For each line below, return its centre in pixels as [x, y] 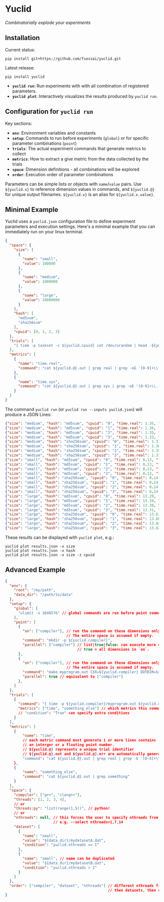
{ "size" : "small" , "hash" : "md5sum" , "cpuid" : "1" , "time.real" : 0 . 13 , [80, 464]
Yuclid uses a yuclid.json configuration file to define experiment [70, 222]
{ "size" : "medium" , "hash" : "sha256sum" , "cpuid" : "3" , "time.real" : [77, 455]
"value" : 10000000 [41, 300]
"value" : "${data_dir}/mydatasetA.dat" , [64, 840]
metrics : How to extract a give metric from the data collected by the [80, 159]
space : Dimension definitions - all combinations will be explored [76, 169]
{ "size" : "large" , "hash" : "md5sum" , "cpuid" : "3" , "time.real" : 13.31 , [81, 510]
